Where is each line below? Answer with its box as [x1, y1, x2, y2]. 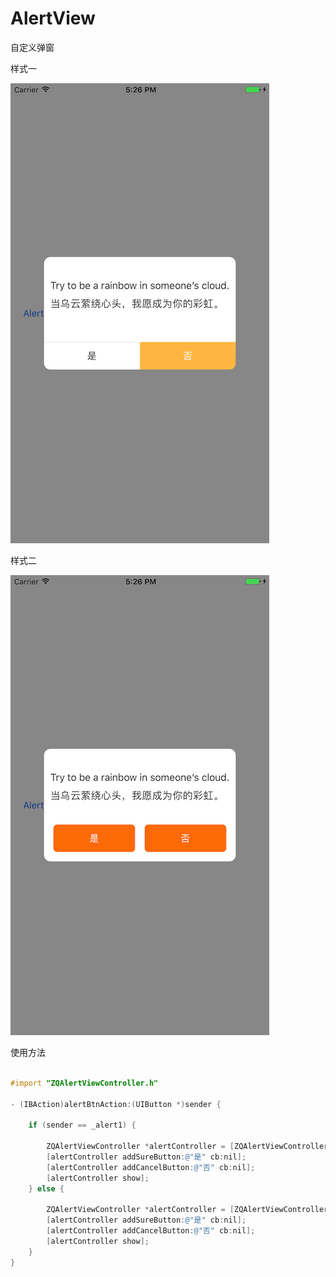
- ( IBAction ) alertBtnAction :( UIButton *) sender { [10, 1099, 222, 1109]
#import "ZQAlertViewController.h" [10, 1078, 159, 1088]
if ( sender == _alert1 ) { [28, 1120, 137, 1131]
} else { [28, 1183, 65, 1194]
